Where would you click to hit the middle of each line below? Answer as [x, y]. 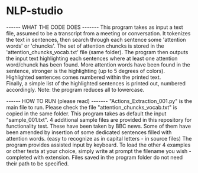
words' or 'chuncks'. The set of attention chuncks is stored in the [85, 46]
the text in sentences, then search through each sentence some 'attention [96, 39]
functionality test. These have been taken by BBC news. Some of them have [98, 126]
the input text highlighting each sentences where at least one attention [92, 58]
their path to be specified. [38, 164]
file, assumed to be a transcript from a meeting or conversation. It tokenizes [98, 33]
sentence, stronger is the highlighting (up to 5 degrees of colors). [86, 71]
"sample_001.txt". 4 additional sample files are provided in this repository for [99, 119]
